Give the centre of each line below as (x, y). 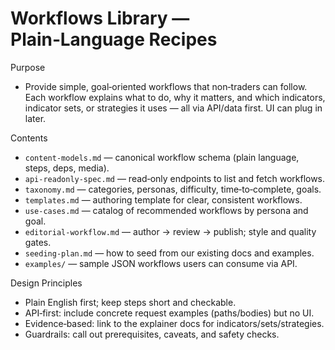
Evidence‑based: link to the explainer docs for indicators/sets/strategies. (174, 323)
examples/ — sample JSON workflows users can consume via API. (161, 263)
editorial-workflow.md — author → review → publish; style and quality (170, 231)
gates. (38, 242)
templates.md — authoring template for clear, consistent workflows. (163, 199)
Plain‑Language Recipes (114, 39)
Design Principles (46, 283)
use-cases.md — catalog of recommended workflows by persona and (166, 210)
